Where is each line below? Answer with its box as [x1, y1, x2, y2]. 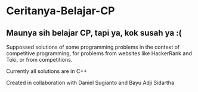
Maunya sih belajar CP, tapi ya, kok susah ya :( [6, 28, 182, 38]
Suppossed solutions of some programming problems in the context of [6, 43, 180, 50]
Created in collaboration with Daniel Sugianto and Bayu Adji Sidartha [6, 79, 175, 86]
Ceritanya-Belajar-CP [6, 4, 115, 18]
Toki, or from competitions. [6, 56, 73, 63]
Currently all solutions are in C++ [6, 68, 88, 75]
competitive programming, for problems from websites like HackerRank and [6, 50, 192, 57]
